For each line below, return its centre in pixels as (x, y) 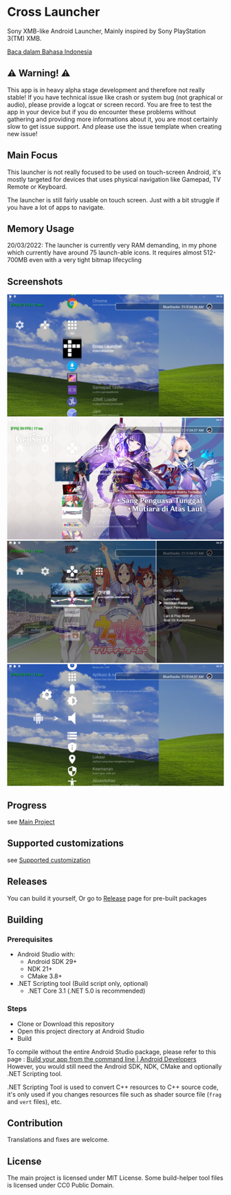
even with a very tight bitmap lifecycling (86, 260)
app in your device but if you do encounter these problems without (102, 111)
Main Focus (33, 155)
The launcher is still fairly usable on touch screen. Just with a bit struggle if (113, 200)
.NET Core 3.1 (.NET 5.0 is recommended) (86, 991)
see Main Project (31, 822)
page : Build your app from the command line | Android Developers (102, 1059)
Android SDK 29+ (52, 962)
